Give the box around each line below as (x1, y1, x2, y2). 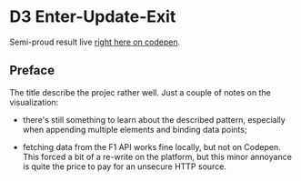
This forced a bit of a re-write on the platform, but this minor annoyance (22, 151, 293, 162)
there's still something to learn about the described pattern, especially (22, 114, 286, 125)
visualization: (9, 96, 59, 107)
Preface (9, 63, 55, 78)
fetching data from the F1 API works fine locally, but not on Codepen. (22, 141, 281, 152)
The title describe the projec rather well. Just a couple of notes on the (9, 86, 271, 97)
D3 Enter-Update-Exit (9, 6, 176, 27)
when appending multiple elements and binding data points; (22, 124, 247, 135)
